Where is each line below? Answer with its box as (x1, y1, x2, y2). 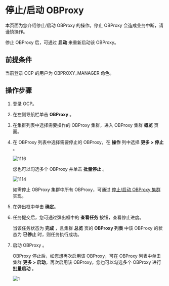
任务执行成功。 (50, 231, 82, 237)
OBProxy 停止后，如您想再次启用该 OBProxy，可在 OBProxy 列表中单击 (12, 253, 161, 259)
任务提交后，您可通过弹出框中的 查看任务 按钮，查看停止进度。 (12, 214, 144, 220)
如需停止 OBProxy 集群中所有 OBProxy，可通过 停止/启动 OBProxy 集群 (12, 186, 161, 193)
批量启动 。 (12, 265, 36, 271)
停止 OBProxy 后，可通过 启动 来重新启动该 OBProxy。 (5, 39, 119, 45)
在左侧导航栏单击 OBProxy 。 (12, 111, 74, 117)
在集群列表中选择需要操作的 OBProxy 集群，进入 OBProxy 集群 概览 (12, 122, 153, 128)
